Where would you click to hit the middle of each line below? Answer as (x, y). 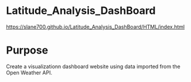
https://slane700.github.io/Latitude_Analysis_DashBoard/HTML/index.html (95, 27)
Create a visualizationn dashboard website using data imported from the (93, 66)
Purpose (27, 50)
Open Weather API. (29, 72)
